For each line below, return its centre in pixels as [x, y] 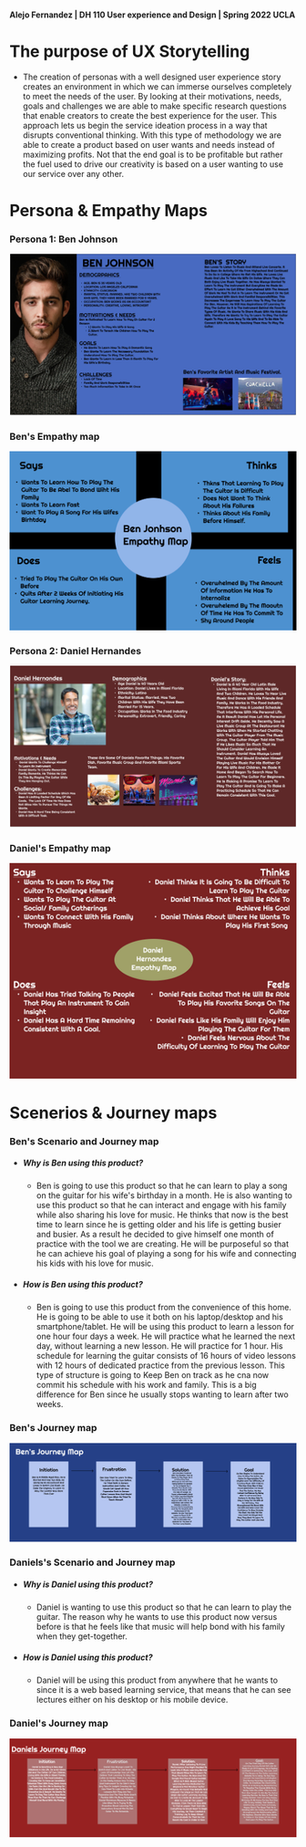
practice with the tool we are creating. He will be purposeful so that [163, 1244]
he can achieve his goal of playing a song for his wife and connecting [166, 1254]
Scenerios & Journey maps [113, 1113]
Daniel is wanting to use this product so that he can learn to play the [164, 1607]
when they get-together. [82, 1636]
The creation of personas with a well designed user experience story [152, 77]
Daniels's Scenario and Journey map [92, 1562]
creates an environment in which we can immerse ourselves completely [157, 86]
